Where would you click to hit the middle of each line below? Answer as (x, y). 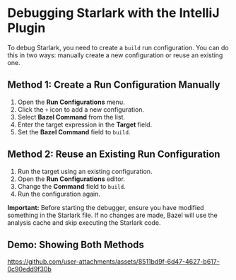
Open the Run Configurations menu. (71, 102)
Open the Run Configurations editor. (71, 179)
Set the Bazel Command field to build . (74, 132)
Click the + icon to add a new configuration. (81, 109)
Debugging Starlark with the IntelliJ (114, 13)
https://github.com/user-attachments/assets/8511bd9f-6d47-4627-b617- (114, 262)
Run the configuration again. (59, 194)
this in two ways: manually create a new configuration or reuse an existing (115, 55)
